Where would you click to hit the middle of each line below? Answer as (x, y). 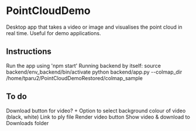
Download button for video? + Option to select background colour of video (96, 111)
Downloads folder (27, 123)
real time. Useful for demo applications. (54, 33)
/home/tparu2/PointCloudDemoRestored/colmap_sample (75, 78)
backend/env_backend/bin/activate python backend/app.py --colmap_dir (94, 72)
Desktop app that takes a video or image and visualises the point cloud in (94, 27)
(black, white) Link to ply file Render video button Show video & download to (98, 117)
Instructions (29, 52)
